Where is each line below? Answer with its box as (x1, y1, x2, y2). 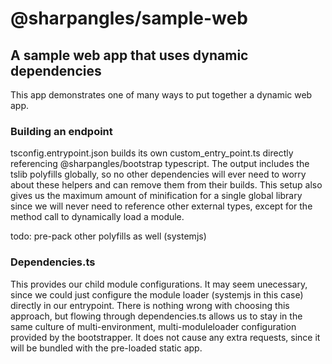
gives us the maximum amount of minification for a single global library (10, 190, 303, 202)
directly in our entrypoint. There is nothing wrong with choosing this (10, 299, 290, 311)
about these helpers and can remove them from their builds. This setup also (10, 179, 323, 191)
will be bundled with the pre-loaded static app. (10, 342, 203, 354)
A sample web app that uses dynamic (10, 47, 249, 64)
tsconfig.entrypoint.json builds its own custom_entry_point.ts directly (10, 147, 294, 159)
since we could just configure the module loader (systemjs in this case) (10, 288, 304, 301)
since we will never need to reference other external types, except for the (10, 200, 313, 212)
